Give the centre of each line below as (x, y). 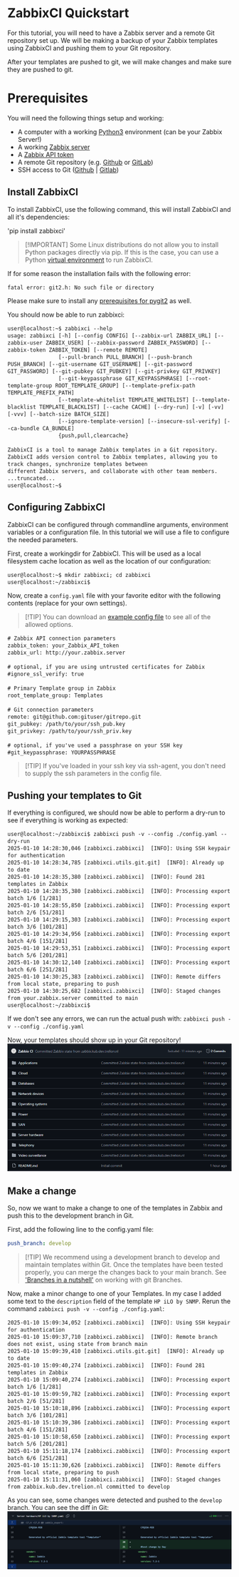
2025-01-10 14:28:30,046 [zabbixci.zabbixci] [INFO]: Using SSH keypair (119, 849)
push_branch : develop (39, 1244)
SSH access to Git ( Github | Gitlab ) (68, 170)
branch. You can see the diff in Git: (58, 1508)
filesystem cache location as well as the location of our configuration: (109, 561)
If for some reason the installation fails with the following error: (99, 273)
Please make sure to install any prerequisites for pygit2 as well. (100, 300)
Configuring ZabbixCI (56, 507)
